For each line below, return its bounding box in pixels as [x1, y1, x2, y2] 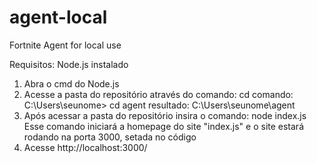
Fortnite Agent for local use [9, 39, 122, 51]
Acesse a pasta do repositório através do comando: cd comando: [23, 88, 294, 100]
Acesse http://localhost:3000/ [23, 141, 148, 153]
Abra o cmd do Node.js [23, 77, 120, 90]
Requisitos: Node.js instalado [9, 58, 129, 70]
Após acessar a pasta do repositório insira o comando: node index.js [23, 109, 307, 121]
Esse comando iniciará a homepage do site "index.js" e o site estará [23, 120, 305, 132]
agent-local [9, 6, 108, 29]
